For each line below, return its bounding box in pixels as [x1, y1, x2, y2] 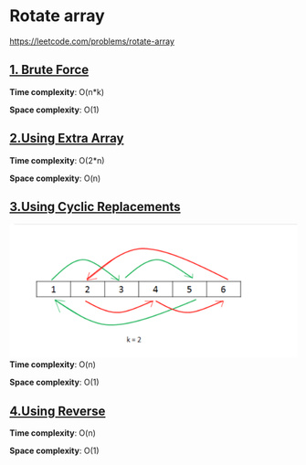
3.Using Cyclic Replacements [9, 198, 181, 215]
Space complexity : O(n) [9, 173, 101, 184]
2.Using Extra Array [9, 131, 124, 146]
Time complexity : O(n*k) [9, 86, 105, 97]
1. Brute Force [9, 62, 90, 78]
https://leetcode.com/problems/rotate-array [9, 36, 175, 47]
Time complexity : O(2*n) [9, 154, 105, 165]
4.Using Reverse [9, 403, 106, 418]
